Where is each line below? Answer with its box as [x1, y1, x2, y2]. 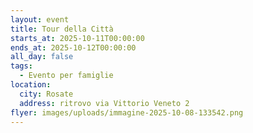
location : [10, 80, 52, 90]
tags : [10, 61, 33, 71]
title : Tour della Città [10, 24, 114, 34]
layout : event [10, 14, 70, 25]
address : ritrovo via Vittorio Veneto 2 [19, 98, 190, 108]
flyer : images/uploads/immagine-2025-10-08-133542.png [10, 107, 244, 118]
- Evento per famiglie [19, 71, 114, 81]
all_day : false [10, 52, 74, 62]
